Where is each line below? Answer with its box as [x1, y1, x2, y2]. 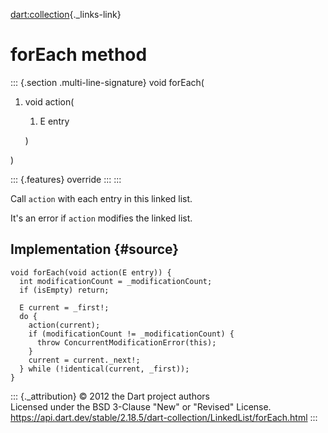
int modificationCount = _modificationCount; [19, 276, 213, 286]
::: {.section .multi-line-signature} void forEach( [10, 76, 205, 88]
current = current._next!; [28, 355, 141, 365]
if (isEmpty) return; [19, 285, 110, 295]
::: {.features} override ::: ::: [10, 173, 122, 185]
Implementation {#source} [10, 241, 180, 258]
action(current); [28, 320, 101, 330]
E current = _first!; [19, 302, 110, 313]
